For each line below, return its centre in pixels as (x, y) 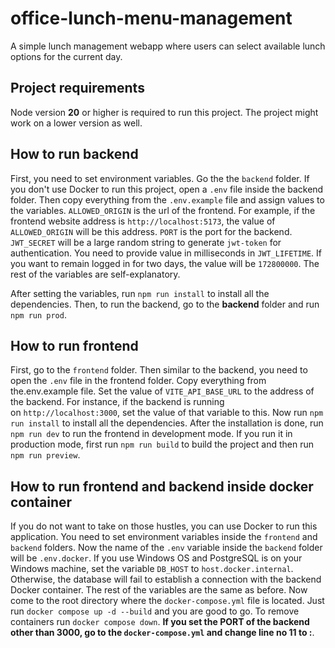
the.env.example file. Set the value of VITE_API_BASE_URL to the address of (162, 391)
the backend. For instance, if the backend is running (117, 402)
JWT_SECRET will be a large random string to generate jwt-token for (146, 242)
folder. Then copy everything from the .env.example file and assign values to (167, 199)
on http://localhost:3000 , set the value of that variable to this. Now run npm (167, 413)
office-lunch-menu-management (151, 18)
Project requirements (77, 88)
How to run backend (74, 154)
